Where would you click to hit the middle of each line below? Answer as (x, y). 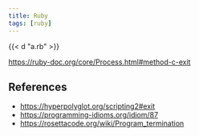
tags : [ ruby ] (30, 23)
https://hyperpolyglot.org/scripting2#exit (87, 106)
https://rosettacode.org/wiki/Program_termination (102, 124)
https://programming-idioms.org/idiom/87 (89, 115)
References (38, 87)
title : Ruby (28, 16)
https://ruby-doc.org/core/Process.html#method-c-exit (99, 62)
